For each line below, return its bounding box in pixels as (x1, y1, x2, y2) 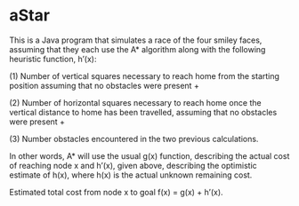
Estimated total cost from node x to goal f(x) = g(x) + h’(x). (9, 186, 224, 197)
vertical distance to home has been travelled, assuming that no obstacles (9, 107, 278, 117)
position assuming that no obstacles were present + (9, 80, 200, 91)
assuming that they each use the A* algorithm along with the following (9, 44, 266, 54)
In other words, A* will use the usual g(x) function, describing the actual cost (9, 150, 290, 161)
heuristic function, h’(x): (9, 53, 97, 64)
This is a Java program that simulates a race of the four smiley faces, (9, 35, 263, 45)
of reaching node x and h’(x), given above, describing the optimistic (9, 160, 258, 170)
